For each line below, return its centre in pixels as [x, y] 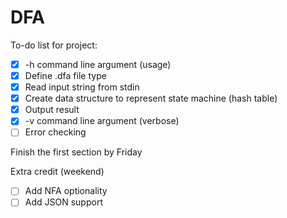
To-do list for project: [54, 45]
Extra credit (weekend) [57, 172]
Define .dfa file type [65, 75]
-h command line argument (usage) [98, 64]
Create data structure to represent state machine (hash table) [151, 98]
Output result [52, 110]
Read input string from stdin [82, 87]
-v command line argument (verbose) [102, 121]
